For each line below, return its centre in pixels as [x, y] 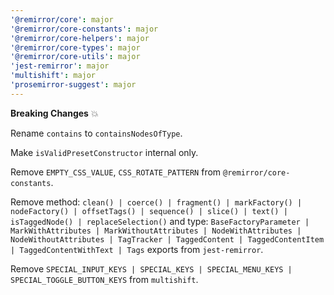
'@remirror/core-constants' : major [84, 29]
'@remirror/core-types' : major [75, 47]
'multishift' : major [53, 76]
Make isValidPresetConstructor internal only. [104, 152]
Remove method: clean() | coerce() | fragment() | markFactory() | [156, 202]
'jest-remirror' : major [60, 66]
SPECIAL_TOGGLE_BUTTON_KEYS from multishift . [104, 279]
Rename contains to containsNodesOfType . [96, 133]
